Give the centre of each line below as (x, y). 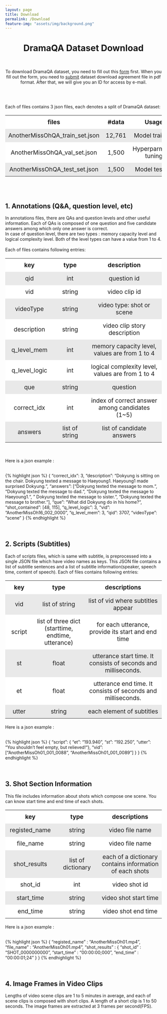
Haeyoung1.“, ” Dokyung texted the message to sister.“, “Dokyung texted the (83, 497)
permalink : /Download (28, 19)
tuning (154, 156)
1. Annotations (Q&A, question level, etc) (69, 206)
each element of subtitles (123, 711)
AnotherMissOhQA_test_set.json (54, 170)
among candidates (124, 408)
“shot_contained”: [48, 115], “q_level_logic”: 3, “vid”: (58, 507)
